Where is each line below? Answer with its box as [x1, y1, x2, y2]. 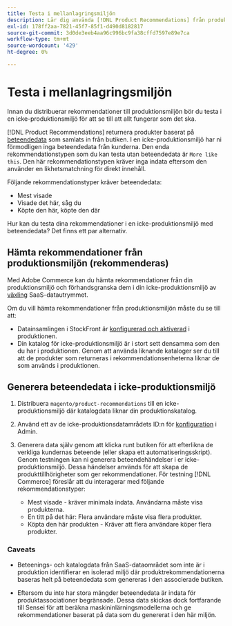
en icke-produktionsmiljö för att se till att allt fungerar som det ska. [7, 115, 197, 123]
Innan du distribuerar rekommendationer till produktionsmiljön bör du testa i [7, 107, 222, 115]
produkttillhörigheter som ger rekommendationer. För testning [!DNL [17, 470, 211, 478]
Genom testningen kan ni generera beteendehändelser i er [17, 456, 184, 464]
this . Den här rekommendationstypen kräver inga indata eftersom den [7, 157, 207, 166]
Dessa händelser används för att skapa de [68, 463, 188, 471]
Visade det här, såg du [17, 198, 81, 207]
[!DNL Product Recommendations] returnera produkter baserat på [7, 128, 195, 136]
